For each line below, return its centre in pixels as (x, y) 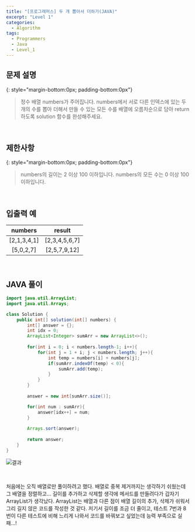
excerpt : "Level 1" (30, 17)
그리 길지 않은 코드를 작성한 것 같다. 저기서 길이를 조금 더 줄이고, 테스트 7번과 (94, 508)
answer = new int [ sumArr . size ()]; (69, 396)
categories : (20, 22)
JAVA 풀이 (24, 284)
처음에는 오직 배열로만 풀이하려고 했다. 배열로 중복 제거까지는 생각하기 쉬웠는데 (96, 486)
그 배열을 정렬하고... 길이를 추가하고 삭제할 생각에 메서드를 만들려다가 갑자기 (93, 493)
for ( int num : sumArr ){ (56, 407)
